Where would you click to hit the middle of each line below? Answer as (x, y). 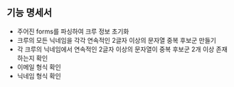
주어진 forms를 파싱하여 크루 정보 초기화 (73, 31)
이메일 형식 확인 (39, 67)
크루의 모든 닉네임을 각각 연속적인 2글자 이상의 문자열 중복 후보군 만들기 (116, 40)
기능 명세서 (30, 13)
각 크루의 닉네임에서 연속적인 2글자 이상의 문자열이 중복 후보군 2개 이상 (116, 49)
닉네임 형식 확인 (39, 76)
